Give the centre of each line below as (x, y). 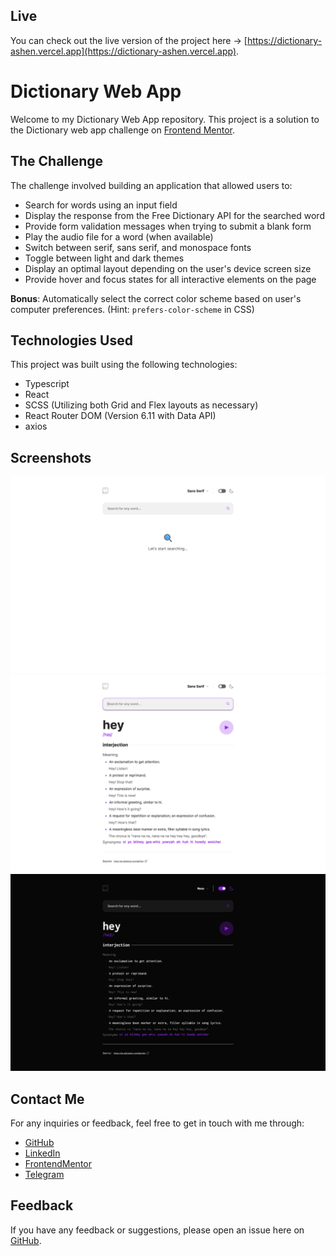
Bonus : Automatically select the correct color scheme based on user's (156, 298)
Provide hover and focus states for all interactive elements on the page (170, 279)
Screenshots (51, 457)
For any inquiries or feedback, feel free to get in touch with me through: (157, 1123)
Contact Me (47, 1099)
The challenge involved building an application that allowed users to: (151, 185)
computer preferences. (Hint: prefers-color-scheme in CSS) (132, 309)
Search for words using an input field (101, 205)
